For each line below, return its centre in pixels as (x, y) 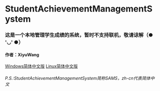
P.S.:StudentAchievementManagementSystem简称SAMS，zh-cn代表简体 (78, 78)
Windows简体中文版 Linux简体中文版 (42, 66)
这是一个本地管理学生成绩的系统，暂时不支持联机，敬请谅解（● (79, 35)
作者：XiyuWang (22, 54)
